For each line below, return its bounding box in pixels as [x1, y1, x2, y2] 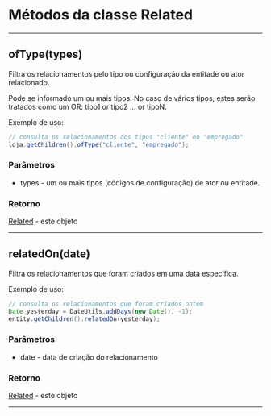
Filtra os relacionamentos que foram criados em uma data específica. [8, 268, 240, 278]
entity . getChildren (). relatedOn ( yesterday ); [8, 314, 161, 323]
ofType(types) [8, 48, 83, 61]
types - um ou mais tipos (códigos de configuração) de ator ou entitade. [19, 177, 261, 187]
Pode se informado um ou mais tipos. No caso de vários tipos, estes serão [8, 93, 256, 102]
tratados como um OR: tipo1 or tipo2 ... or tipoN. [8, 102, 167, 111]
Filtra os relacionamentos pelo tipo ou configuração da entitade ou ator [8, 69, 244, 78]
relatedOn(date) [8, 248, 90, 261]
